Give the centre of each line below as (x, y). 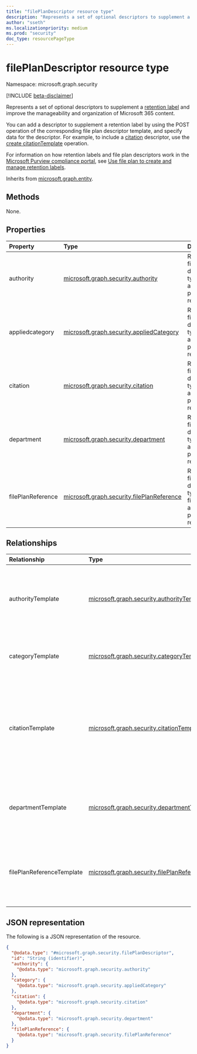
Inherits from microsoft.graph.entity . (50, 178)
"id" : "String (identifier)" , (48, 958)
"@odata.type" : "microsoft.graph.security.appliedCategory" (91, 986)
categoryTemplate (34, 656)
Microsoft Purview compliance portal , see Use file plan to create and (89, 161)
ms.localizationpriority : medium (47, 28)
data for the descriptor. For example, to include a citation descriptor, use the (98, 137)
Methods (23, 197)
